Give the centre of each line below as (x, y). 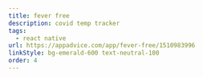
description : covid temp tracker (64, 23)
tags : (17, 30)
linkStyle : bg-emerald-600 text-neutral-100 (84, 53)
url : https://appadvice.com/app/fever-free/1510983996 (102, 46)
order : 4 (23, 61)
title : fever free (39, 16)
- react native (41, 38)
